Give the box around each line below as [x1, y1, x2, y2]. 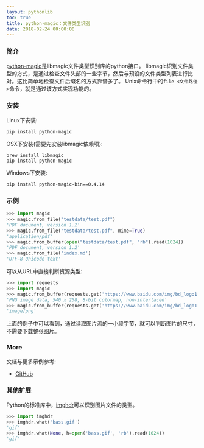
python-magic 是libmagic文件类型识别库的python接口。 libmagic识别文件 [6, 62, 189, 69]
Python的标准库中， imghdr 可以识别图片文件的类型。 [6, 401, 138, 408]
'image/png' [6, 308, 37, 314]
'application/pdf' [6, 233, 53, 239]
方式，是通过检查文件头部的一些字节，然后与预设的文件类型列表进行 [16, 69, 188, 77]
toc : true [6, 15, 32, 21]
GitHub [15, 369, 33, 377]
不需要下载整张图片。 [6, 327, 60, 335]
